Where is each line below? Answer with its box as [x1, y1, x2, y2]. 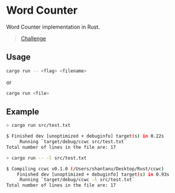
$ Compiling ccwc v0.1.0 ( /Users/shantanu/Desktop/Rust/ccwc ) [6, 166, 164, 172]
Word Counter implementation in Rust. [6, 23, 100, 30]
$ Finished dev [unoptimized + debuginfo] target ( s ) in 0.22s [6, 133, 164, 139]
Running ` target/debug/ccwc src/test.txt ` [19, 139, 127, 145]
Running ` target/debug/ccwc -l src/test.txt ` [19, 177, 135, 183]
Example [6, 107, 39, 117]
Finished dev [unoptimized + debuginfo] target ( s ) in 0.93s [17, 171, 170, 178]
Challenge [20, 35, 47, 42]
